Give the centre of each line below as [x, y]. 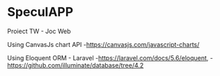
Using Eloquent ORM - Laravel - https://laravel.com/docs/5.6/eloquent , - [110, 58]
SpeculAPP [40, 12]
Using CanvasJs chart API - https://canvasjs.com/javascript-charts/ [103, 44]
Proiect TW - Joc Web [39, 31]
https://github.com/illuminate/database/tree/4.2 [76, 65]
